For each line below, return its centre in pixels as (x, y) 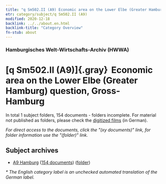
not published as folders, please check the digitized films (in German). (77, 120)
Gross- (106, 91)
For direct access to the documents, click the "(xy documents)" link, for (78, 130)
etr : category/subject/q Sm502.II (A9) (47, 14)
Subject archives (32, 151)
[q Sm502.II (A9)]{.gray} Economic (79, 70)
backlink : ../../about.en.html (38, 23)
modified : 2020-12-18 (28, 19)
